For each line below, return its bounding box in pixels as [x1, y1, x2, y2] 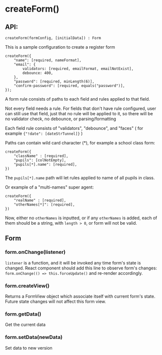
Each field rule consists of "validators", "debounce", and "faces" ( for [5, 125, 144, 131]
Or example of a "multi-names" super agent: [5, 184, 94, 190]
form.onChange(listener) [5, 249, 66, 256]
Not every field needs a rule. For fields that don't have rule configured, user [5, 106, 157, 111]
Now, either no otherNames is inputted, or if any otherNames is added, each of [5, 215, 157, 221]
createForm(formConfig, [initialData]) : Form [5, 35, 101, 40]
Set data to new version [5, 345, 53, 351]
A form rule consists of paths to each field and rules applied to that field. [5, 96, 150, 102]
